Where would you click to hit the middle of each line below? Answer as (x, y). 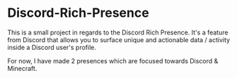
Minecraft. (22, 68)
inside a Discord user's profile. (52, 47)
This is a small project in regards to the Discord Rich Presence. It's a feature (118, 32)
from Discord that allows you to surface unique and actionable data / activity (119, 39)
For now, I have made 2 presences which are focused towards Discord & (113, 60)
